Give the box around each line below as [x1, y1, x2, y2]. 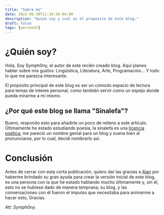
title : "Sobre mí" [5, 7, 43, 12]
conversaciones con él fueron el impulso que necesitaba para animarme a [5, 189, 155, 195]
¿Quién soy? [5, 46, 57, 58]
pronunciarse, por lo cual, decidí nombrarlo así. [5, 135, 100, 141]
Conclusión [5, 152, 53, 164]
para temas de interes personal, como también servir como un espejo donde [5, 87, 160, 93]
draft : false [5, 21, 32, 26]
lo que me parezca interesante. [5, 73, 68, 79]
